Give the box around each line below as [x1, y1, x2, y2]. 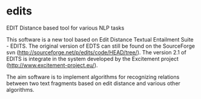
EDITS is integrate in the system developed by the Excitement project [6, 55, 179, 62]
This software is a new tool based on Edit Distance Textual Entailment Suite [6, 36, 194, 43]
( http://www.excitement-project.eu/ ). [6, 62, 98, 69]
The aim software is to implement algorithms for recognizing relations [6, 73, 180, 80]
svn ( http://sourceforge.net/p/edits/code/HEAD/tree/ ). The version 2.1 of [6, 48, 186, 56]
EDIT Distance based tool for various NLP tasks [6, 24, 125, 31]
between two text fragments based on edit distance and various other [6, 80, 180, 87]
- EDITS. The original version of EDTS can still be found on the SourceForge [6, 42, 196, 49]
